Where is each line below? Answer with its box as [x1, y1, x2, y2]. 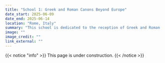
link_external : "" [5, 39, 43, 44]
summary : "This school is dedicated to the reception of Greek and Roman [5, 25, 161, 30]
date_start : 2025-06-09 [5, 12, 54, 17]
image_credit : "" [5, 35, 41, 40]
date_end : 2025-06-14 [5, 16, 50, 21]
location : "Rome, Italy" [5, 21, 56, 26]
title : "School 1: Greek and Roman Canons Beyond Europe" [5, 7, 127, 12]
